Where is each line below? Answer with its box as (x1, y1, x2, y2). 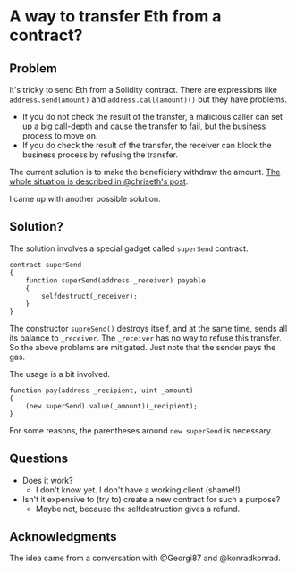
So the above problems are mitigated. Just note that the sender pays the (9, 341, 276, 352)
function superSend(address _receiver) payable (25, 275, 206, 285)
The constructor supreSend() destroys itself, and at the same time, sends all (9, 323, 288, 333)
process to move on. (21, 130, 98, 140)
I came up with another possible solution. (9, 194, 161, 204)
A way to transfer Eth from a (9, 6, 222, 27)
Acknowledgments (9, 529, 118, 544)
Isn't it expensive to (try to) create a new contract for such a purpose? (21, 493, 281, 504)
